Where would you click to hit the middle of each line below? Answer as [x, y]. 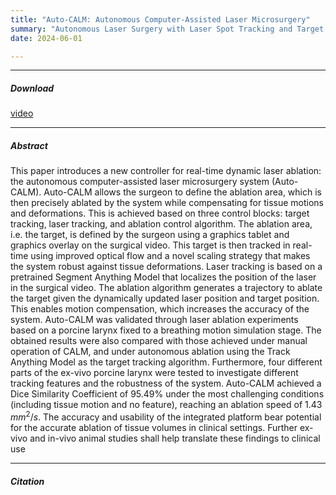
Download [32, 88]
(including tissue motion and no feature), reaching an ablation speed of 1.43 [166, 405]
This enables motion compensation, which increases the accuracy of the [160, 309]
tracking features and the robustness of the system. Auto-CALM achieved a [166, 383]
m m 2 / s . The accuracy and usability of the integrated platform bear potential [166, 416]
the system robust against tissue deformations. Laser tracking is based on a [166, 267]
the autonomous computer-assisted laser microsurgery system [140, 182]
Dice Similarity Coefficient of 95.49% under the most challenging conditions [167, 394]
